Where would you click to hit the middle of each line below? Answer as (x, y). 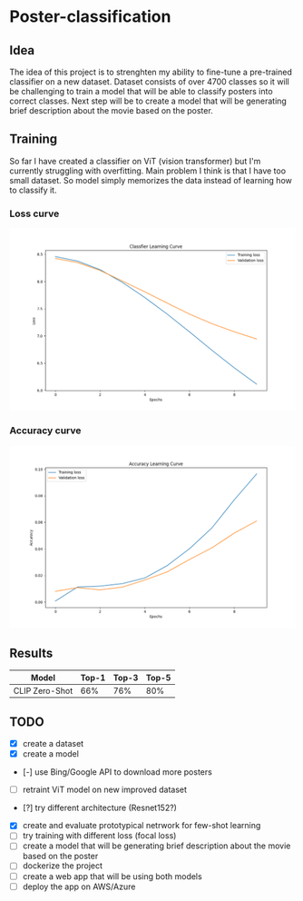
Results (31, 653)
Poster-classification (90, 17)
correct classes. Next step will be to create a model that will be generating (148, 101)
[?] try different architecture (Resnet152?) (99, 808)
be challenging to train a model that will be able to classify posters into (142, 91)
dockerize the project (62, 866)
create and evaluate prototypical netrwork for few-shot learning (142, 826)
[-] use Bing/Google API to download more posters (117, 772)
